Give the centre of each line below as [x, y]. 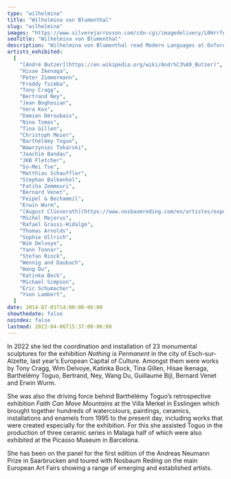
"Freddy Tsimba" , [44, 84]
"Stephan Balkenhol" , [50, 179]
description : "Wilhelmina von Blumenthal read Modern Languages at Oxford [117, 45]
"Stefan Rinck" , [43, 256]
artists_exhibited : [35, 52]
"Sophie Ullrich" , [46, 237]
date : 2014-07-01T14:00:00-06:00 [55, 308]
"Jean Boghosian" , [46, 103]
